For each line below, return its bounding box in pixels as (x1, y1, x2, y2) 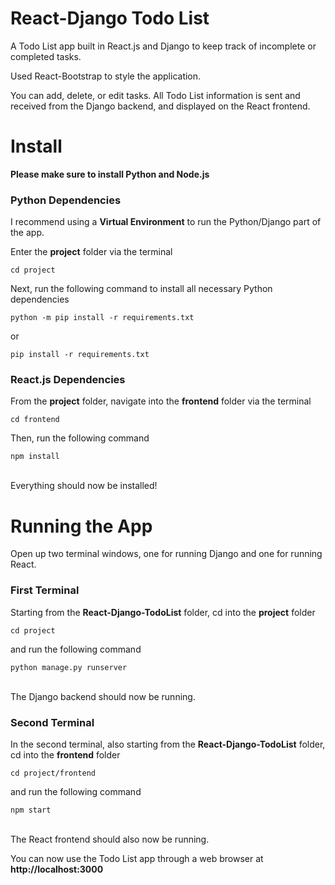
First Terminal (10, 583, 80, 597)
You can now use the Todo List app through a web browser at (10, 853, 264, 864)
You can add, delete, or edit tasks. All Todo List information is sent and (10, 89, 301, 101)
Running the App (10, 515, 153, 537)
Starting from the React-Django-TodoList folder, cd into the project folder (10, 606, 316, 618)
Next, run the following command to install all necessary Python (10, 283, 273, 295)
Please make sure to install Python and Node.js (10, 168, 210, 180)
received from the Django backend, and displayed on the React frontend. (10, 100, 311, 112)
